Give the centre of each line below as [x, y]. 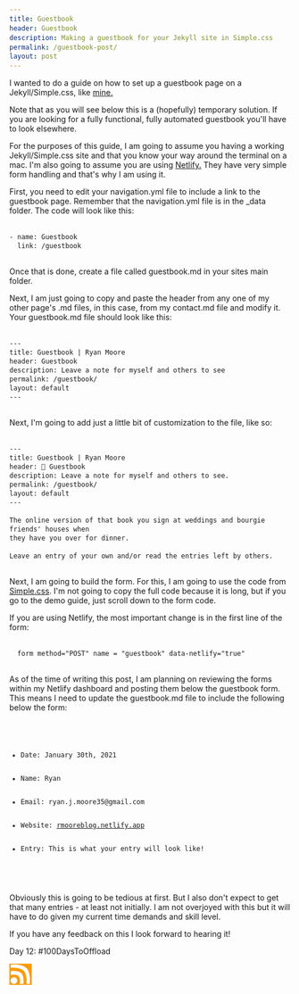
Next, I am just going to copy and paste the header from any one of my [139, 298]
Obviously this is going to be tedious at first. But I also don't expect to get [144, 898]
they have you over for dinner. [69, 538]
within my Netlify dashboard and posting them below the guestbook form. [145, 689]
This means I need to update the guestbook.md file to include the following [147, 698]
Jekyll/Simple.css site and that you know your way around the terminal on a [148, 155]
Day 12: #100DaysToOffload [60, 951]
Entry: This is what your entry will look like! [113, 849]
